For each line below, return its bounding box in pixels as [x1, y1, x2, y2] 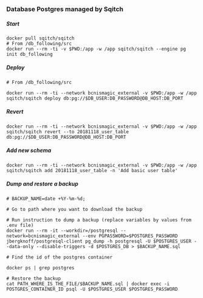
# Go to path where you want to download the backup [6, 206, 143, 212]
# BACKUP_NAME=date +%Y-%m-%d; [6, 195, 86, 202]
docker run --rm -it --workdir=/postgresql [6, 227, 119, 234]
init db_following [6, 51, 53, 57]
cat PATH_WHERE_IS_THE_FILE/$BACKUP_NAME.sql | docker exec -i [6, 280, 170, 287]
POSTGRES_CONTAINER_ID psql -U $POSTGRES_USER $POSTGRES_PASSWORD [6, 286, 178, 292]
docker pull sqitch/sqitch [6, 35, 75, 41]
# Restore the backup [6, 275, 61, 282]
